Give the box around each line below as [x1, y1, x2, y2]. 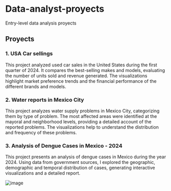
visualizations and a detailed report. [5, 170, 81, 176]
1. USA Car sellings [5, 50, 53, 57]
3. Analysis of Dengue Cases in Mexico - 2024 [5, 142, 123, 149]
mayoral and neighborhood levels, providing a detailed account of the [5, 118, 152, 125]
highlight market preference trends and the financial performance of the [5, 78, 157, 84]
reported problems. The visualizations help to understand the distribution [5, 124, 159, 130]
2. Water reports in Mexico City [5, 96, 84, 103]
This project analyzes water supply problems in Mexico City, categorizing [5, 108, 160, 114]
